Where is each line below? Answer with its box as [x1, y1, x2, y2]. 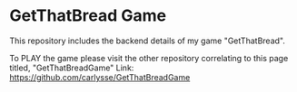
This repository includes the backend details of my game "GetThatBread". [9, 35, 286, 46]
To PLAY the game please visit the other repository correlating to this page [9, 52, 289, 63]
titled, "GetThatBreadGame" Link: [9, 62, 134, 73]
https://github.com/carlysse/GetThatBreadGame [9, 71, 191, 82]
